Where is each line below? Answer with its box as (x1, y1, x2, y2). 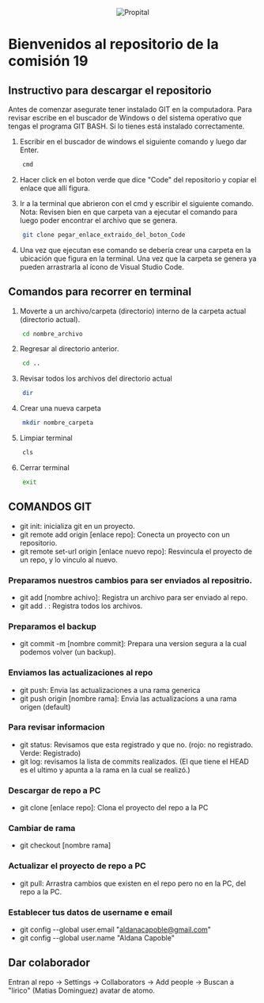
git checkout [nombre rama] (19, 840, 111, 850)
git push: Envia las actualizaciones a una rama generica (19, 685, 201, 695)
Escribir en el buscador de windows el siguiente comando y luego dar (19, 137, 247, 146)
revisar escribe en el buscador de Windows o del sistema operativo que (8, 113, 242, 122)
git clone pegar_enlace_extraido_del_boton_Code (22, 231, 186, 239)
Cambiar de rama (8, 823, 76, 834)
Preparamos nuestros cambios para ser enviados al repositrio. (8, 575, 253, 586)
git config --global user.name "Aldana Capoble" (19, 933, 175, 943)
